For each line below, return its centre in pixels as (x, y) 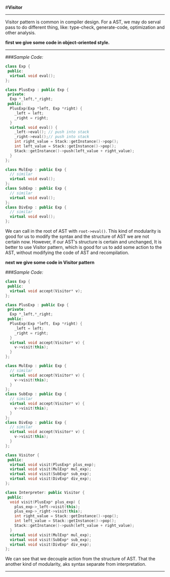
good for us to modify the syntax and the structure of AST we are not (77, 236)
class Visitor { (22, 455)
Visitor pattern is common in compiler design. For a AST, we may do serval (83, 22)
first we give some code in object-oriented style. (57, 42)
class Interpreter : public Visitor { (45, 492)
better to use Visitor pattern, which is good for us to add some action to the (84, 247)
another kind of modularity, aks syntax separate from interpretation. (76, 564)
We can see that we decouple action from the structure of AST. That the (80, 559)
